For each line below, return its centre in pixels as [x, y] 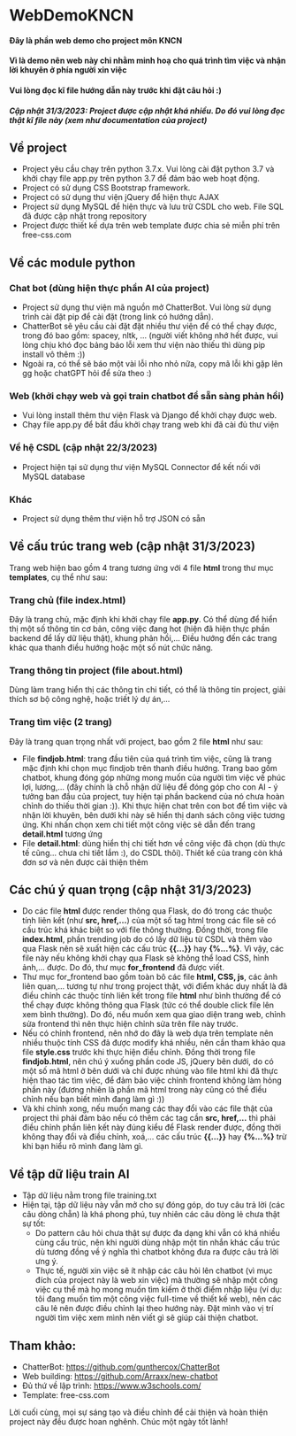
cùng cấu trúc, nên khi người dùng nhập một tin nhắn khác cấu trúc [158, 1243]
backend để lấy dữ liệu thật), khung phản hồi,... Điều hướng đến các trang [143, 638]
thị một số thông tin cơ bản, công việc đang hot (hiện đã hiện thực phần [140, 629]
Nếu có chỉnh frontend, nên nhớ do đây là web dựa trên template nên [148, 1033]
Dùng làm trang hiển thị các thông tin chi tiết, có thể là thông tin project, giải [147, 690]
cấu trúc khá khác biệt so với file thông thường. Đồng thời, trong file [145, 930]
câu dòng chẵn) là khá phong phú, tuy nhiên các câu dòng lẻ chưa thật [151, 1215]
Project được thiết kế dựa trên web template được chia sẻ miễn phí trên [151, 226]
